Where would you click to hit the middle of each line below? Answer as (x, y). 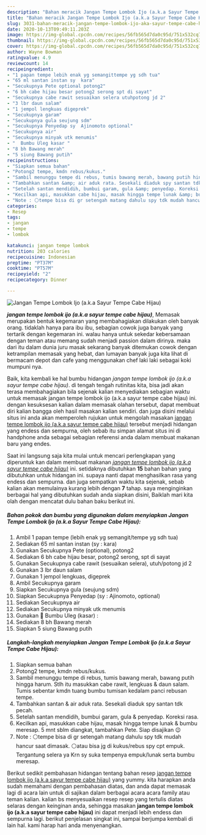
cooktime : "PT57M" (30, 268)
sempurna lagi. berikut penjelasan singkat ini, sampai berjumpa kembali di (100, 818)
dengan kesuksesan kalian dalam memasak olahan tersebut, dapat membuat (103, 404)
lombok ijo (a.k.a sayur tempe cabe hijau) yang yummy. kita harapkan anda (101, 779)
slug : (14, 23)
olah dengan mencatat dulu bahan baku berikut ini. (71, 501)
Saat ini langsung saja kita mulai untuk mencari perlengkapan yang (91, 455)
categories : (22, 206)
